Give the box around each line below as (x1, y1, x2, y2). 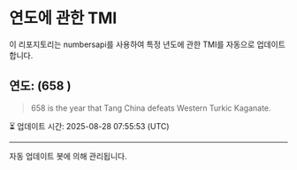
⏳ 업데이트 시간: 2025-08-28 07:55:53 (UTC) (9, 120, 170, 131)
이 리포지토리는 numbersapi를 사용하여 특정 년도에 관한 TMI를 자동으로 (9, 39, 255, 50)
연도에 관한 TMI (9, 8, 118, 28)
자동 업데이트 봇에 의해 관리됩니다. (9, 151, 127, 161)
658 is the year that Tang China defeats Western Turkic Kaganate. (30, 103, 271, 113)
